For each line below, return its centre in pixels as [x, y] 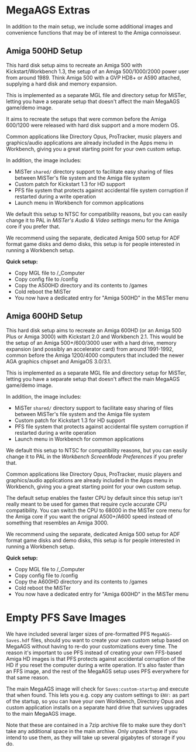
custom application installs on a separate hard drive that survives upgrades [97, 707]
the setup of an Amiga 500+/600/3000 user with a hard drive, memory [91, 342]
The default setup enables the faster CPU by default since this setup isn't [94, 497]
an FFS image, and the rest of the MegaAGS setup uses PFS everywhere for [97, 671]
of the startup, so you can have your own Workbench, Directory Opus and [95, 701]
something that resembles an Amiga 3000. [57, 523]
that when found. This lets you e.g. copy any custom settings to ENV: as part [98, 695]
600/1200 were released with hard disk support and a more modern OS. [93, 125]
